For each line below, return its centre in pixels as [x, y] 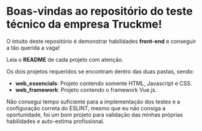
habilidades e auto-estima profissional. [56, 121]
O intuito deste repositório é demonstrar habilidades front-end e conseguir [101, 41]
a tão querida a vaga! [33, 48]
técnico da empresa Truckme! [84, 24]
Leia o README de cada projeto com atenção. [65, 59]
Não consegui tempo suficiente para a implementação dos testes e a [93, 102]
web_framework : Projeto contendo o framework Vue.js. [86, 89]
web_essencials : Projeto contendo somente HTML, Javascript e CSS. [103, 83]
